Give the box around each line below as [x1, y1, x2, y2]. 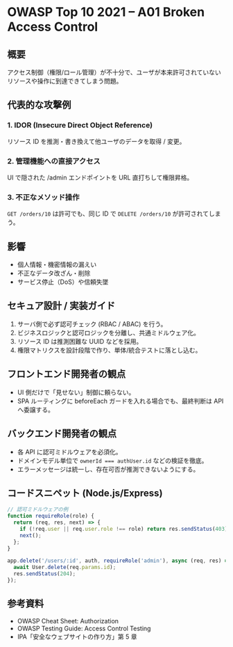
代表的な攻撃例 [7, 99, 71, 111]
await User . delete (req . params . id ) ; [13, 564, 116, 571]
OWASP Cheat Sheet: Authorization [17, 616, 119, 625]
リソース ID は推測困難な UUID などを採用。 [17, 337, 143, 345]
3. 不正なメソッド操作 [7, 192, 80, 202]
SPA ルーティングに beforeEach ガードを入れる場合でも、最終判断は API [17, 397, 224, 405]
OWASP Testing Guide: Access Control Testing [17, 624, 151, 632]
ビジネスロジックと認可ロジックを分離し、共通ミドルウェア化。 [17, 328, 200, 337]
